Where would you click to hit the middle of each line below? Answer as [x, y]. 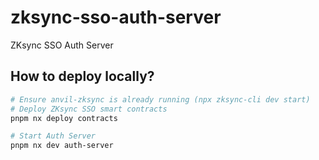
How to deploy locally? [82, 76]
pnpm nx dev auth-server [62, 146]
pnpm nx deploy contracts [64, 118]
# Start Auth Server [53, 136]
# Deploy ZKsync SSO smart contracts [89, 109]
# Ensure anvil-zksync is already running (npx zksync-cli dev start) [160, 99]
